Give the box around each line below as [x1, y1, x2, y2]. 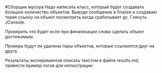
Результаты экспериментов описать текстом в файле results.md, [5, 58, 139, 63]
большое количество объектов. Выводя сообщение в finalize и [5, 9, 135, 15]
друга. [5, 48, 18, 54]
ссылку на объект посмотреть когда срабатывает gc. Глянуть [17, 14, 147, 20]
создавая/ [136, 9, 157, 15]
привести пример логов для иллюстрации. [5, 62, 94, 68]
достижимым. [5, 34, 34, 39]
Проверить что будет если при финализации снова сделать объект [5, 29, 145, 34]
